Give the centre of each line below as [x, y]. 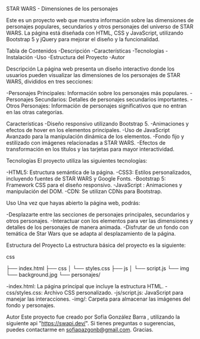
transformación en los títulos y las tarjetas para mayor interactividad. [90, 149]
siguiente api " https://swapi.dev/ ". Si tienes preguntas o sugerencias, [91, 323]
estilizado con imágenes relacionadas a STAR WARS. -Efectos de [86, 143]
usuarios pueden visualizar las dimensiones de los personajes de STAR [93, 75]
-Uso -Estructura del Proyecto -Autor [79, 57]
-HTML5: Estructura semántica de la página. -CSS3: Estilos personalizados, [99, 172]
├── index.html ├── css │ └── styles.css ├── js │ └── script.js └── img [98, 268]
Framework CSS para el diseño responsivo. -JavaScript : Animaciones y [94, 185]
